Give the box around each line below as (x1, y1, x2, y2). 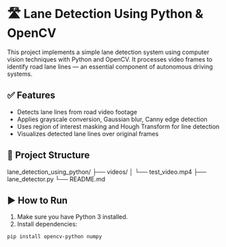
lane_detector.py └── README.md (7, 174, 106, 183)
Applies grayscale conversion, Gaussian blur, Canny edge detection (16, 115, 208, 123)
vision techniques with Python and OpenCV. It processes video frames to (7, 55, 213, 63)
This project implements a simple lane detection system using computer (7, 48, 210, 56)
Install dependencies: (16, 220, 78, 229)
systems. (7, 70, 33, 78)
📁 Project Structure (7, 149, 90, 161)
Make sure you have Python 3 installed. (16, 213, 128, 221)
